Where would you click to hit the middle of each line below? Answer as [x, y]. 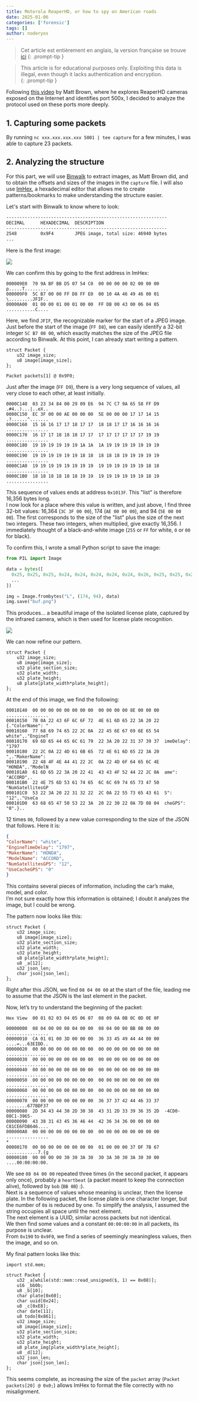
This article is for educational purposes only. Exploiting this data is [101, 68]
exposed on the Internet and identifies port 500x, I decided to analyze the [95, 99]
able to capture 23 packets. [39, 143]
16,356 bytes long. [29, 498]
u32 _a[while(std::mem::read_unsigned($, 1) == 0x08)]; [87, 1281]
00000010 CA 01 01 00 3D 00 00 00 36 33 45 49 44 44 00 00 [83, 1039]
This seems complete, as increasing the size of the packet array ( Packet [93, 1379]
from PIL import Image [34, 559]
